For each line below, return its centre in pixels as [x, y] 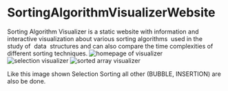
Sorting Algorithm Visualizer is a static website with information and [103, 31]
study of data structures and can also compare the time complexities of [110, 46]
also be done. [27, 81]
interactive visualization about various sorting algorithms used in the [105, 38]
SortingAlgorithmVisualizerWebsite [111, 13]
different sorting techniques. [48, 53]
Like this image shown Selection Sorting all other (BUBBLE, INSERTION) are [114, 74]
